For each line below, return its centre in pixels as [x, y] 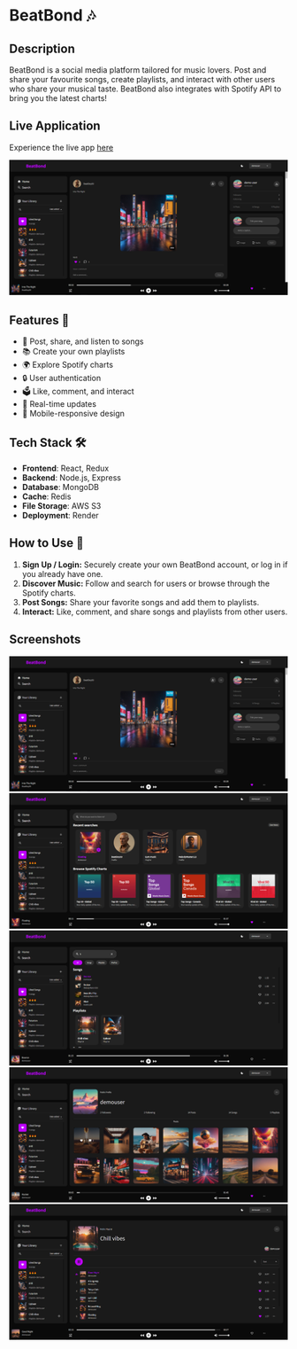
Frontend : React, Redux [65, 468]
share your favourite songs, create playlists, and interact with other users [142, 79]
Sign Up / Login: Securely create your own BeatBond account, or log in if [155, 565]
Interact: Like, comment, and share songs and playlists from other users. [155, 612]
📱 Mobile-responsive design [73, 414]
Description [42, 48]
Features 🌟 [39, 320]
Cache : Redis [46, 496]
